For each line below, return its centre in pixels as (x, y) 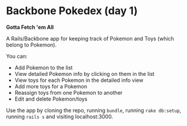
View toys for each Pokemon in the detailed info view (79, 80)
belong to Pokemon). (31, 45)
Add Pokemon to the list (44, 67)
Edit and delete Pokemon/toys (51, 99)
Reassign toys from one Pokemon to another (69, 92)
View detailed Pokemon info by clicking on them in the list (84, 74)
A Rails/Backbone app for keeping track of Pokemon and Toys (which (90, 38)
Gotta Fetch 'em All (30, 27)
